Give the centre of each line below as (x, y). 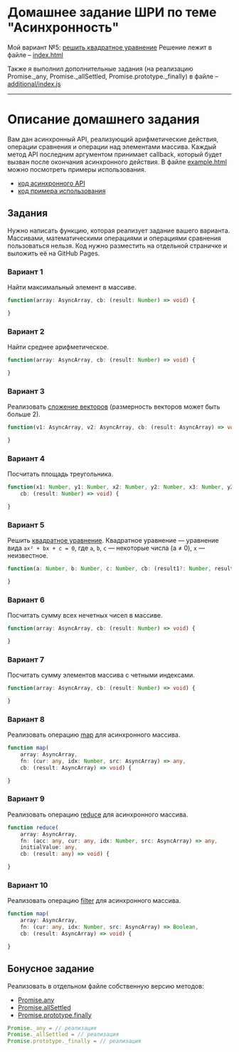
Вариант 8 (26, 719)
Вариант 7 (26, 659)
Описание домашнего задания (103, 119)
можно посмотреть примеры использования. (77, 169)
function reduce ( (33, 827)
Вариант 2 (26, 331)
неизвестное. (28, 556)
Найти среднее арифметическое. (58, 347)
